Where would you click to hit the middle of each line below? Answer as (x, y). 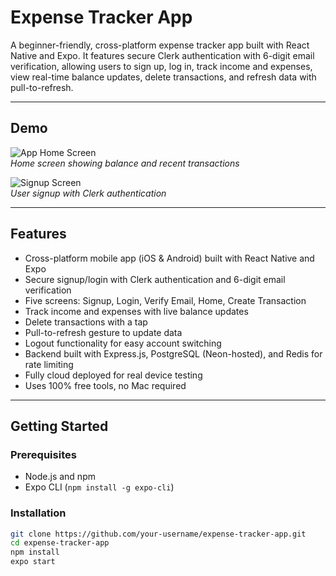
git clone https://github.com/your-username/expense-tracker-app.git (158, 534)
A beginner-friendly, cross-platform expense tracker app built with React (160, 45)
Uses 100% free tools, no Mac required (105, 385)
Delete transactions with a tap (86, 322)
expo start (33, 562)
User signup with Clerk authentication (88, 193)
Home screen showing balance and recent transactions (125, 163)
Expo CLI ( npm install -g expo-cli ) (99, 487)
